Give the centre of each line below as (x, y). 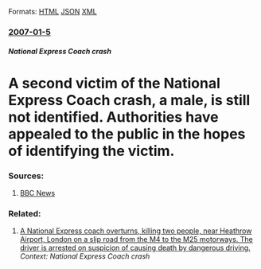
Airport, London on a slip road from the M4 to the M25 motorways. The (136, 240)
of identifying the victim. (92, 151)
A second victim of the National (115, 83)
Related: (25, 213)
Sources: (26, 176)
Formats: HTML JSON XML (53, 12)
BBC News (37, 193)
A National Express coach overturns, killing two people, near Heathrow (136, 231)
